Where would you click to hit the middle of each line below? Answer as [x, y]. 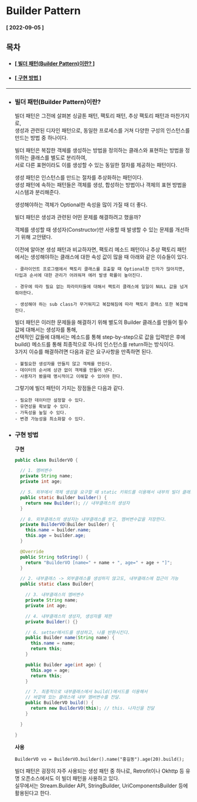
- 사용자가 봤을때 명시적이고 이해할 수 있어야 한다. [69, 377]
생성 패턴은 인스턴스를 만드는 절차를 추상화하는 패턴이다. [79, 178]
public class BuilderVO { [46, 460]
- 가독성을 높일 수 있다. [41, 413]
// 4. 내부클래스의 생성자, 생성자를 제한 [69, 616]
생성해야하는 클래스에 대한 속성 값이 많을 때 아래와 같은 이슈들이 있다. [109, 257]
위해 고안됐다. [37, 237]
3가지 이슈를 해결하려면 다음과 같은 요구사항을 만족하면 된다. [83, 352]
